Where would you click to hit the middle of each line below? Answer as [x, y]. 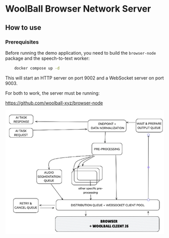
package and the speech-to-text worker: [47, 58]
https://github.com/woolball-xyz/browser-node [54, 103]
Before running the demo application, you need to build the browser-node [81, 53]
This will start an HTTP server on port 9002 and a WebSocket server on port [84, 78]
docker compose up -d [37, 68]
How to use [23, 28]
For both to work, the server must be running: [52, 93]
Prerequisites [22, 42]
